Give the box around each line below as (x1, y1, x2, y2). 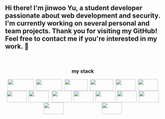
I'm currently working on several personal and (5, 19, 150, 28)
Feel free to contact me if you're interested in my (5, 34, 158, 43)
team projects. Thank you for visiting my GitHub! (5, 27, 158, 35)
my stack (71, 67, 95, 74)
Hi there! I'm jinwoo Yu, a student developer (5, 4, 143, 12)
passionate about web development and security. (5, 12, 161, 20)
